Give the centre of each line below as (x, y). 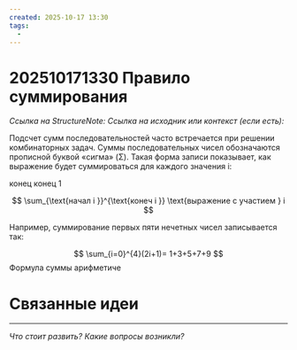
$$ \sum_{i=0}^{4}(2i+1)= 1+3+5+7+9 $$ (148, 254)
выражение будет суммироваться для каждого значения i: (121, 167)
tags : (19, 26)
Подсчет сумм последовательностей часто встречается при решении (142, 138)
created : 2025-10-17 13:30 (59, 17)
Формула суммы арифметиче (65, 268)
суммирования (69, 96)
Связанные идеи (74, 303)
